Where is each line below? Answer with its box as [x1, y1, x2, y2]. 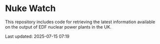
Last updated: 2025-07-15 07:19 [5, 33, 70, 39]
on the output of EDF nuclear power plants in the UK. [5, 24, 112, 29]
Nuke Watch [5, 3, 56, 14]
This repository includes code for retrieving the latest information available [5, 19, 156, 25]
